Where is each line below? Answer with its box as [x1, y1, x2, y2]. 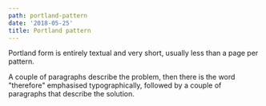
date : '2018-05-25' [8, 19, 74, 27]
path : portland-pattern [8, 11, 88, 20]
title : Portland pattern [8, 26, 91, 34]
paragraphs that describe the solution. [8, 89, 135, 99]
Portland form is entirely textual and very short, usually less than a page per [8, 49, 259, 58]
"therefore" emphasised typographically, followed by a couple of [8, 80, 222, 90]
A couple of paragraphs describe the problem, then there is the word [8, 73, 236, 82]
